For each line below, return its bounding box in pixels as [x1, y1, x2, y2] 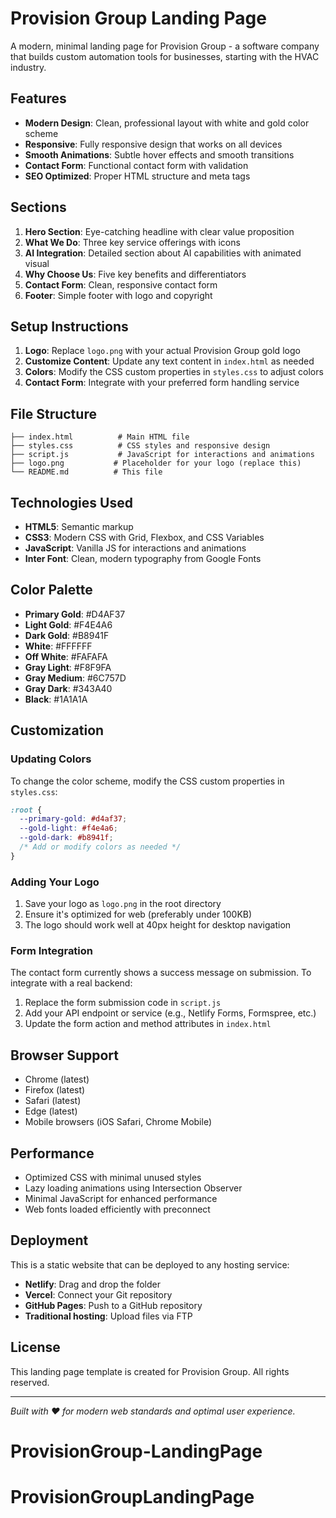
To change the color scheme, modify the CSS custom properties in [10, 775, 285, 787]
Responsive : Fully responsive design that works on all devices [24, 138, 283, 150]
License [10, 1339, 61, 1356]
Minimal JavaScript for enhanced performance [24, 1192, 218, 1204]
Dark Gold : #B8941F [24, 629, 110, 641]
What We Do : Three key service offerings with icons [24, 236, 241, 248]
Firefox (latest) [24, 1084, 86, 1096]
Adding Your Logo [10, 875, 100, 889]
